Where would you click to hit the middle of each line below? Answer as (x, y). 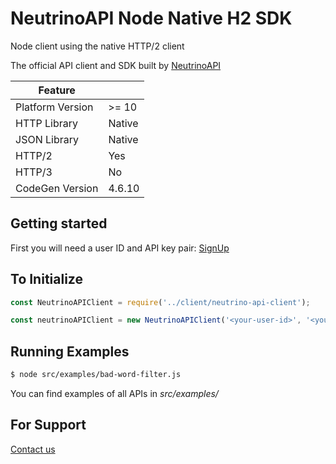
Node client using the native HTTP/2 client (97, 46)
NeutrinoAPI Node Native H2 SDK (151, 18)
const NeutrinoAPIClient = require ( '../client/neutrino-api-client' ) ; (160, 302)
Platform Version (54, 107)
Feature (57, 90)
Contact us (33, 449)
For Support (48, 425)
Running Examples (70, 351)
